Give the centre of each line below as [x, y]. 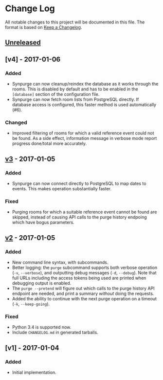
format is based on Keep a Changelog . [44, 27]
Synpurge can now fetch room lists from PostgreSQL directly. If [75, 100]
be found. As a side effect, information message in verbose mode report [84, 138]
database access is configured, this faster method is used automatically [84, 105]
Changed [16, 122]
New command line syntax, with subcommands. [60, 262]
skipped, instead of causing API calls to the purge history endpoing [79, 217]
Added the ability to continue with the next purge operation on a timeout [84, 298]
